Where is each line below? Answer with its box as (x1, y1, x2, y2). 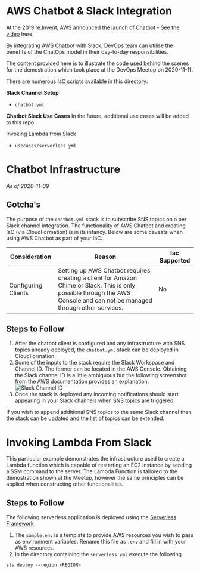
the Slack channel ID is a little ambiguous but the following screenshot (14, 371, 187, 378)
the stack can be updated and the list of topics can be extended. (6, 415, 165, 422)
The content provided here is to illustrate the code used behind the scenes (6, 60, 189, 67)
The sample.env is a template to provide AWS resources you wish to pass (14, 532, 194, 539)
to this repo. (6, 118, 36, 126)
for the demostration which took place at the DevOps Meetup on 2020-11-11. (6, 66, 193, 73)
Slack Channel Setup (6, 89, 60, 96)
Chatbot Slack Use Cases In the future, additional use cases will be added (6, 112, 189, 119)
